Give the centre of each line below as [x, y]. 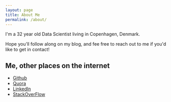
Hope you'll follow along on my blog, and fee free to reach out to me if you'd [86, 44]
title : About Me [23, 15]
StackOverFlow [29, 94]
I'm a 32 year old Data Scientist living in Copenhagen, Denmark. [73, 34]
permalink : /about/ [26, 19]
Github [20, 78]
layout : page [19, 10]
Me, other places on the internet [58, 65]
